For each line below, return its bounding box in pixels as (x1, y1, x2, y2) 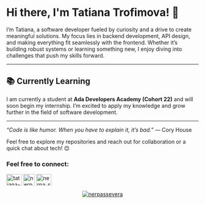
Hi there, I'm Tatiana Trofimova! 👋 (6, 6, 179, 20)
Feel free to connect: (6, 159, 69, 168)
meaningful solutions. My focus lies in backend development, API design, (6, 32, 190, 39)
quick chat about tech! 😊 (6, 144, 70, 152)
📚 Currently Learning (6, 76, 90, 86)
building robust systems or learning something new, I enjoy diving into (6, 45, 182, 53)
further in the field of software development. (6, 108, 118, 116)
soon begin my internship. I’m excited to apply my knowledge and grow (6, 102, 185, 109)
